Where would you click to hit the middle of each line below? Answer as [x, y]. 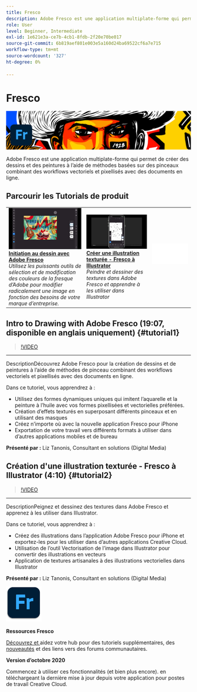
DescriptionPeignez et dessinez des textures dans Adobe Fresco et [87, 506]
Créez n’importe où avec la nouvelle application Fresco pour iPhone [96, 424]
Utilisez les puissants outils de [45, 266]
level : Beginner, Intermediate [44, 31]
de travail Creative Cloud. [37, 684]
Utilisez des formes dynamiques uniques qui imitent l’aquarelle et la [96, 399]
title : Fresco [23, 12]
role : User [19, 25]
